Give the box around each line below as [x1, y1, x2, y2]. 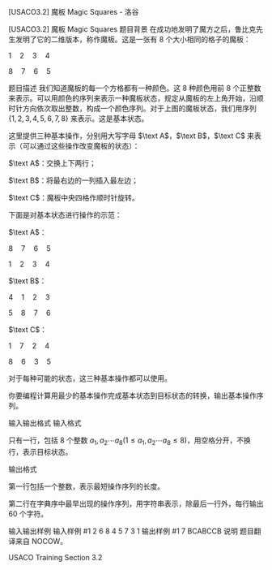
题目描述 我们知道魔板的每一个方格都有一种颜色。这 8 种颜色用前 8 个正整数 [8, 84, 261, 93]
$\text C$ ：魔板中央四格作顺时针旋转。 [8, 193, 139, 202]
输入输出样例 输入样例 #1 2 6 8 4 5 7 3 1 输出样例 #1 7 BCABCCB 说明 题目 [8, 526, 255, 536]
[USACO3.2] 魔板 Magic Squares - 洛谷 [8, 7, 139, 16]
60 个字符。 [8, 508, 49, 518]
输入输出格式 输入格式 [8, 418, 82, 428]
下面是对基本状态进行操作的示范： [8, 210, 122, 219]
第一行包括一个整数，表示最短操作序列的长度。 [8, 481, 164, 491]
